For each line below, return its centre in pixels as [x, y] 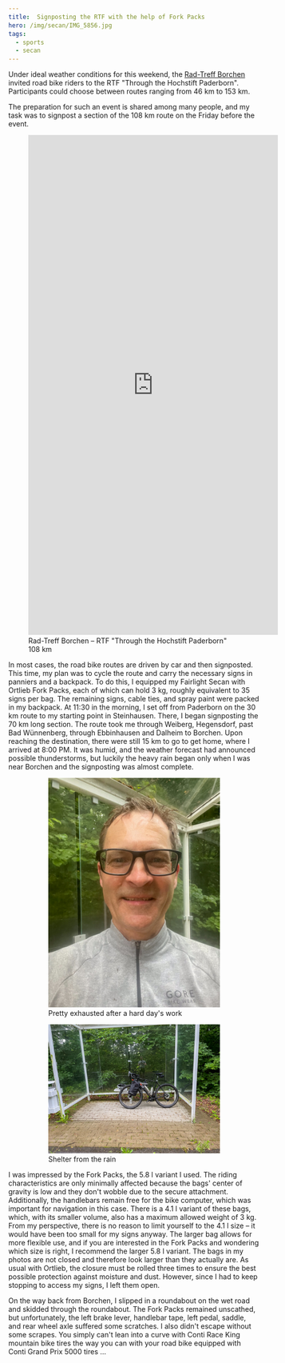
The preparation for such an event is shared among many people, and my [129, 107]
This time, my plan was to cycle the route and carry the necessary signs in [131, 674]
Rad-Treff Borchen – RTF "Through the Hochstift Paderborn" [128, 641]
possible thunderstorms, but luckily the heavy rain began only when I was [129, 758]
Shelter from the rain [82, 1159]
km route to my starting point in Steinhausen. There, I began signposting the [133, 716]
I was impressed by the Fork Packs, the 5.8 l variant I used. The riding [123, 1174]
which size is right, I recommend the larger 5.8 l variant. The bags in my [126, 1251]
